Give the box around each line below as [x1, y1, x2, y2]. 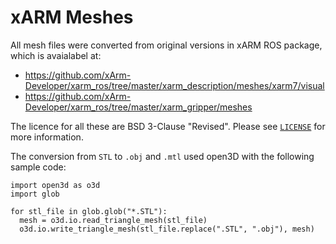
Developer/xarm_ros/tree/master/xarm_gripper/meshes [24, 101, 253, 113]
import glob [10, 189, 60, 199]
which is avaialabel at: [10, 49, 102, 61]
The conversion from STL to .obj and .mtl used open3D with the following [10, 150, 315, 162]
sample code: [10, 161, 67, 173]
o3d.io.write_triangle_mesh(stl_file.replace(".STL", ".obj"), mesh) [19, 224, 315, 234]
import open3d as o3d [10, 180, 101, 190]
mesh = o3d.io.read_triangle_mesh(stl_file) [19, 215, 208, 225]
